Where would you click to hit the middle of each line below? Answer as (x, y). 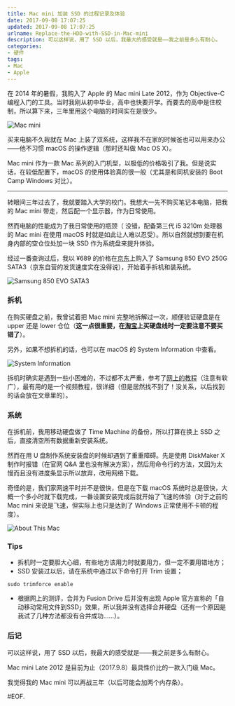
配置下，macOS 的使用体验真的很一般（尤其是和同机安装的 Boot (130, 172)
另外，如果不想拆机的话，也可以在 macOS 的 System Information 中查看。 (114, 349)
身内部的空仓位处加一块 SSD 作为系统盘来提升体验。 (83, 243)
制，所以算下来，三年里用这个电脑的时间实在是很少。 (84, 111)
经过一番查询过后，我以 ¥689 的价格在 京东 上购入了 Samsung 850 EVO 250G (117, 258)
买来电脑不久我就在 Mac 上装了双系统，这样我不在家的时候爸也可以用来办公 (116, 139)
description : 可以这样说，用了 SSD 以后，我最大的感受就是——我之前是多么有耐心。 (114, 40)
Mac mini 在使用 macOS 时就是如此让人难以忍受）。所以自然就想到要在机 (119, 234)
